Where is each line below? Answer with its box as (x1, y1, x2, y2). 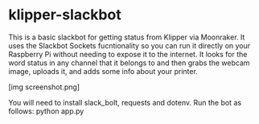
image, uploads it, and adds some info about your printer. (8, 66, 199, 76)
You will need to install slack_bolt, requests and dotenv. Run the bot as (8, 97, 242, 107)
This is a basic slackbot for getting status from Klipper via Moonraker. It (8, 32, 245, 42)
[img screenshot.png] (8, 82, 80, 92)
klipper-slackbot (8, 6, 122, 24)
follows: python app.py (8, 106, 84, 116)
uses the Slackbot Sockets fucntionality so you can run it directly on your (8, 40, 251, 50)
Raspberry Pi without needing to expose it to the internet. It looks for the (8, 49, 248, 59)
